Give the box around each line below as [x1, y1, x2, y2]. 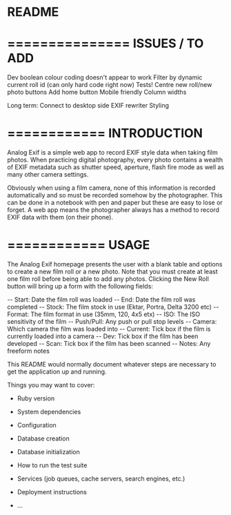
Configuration [17, 421, 57, 429]
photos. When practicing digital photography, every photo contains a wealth [7, 156, 223, 164]
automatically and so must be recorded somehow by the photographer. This [7, 191, 223, 200]
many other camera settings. [7, 171, 89, 179]
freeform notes [7, 347, 50, 355]
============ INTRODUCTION [7, 126, 203, 142]
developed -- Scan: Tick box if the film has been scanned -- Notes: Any [7, 340, 211, 347]
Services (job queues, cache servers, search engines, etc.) [17, 474, 185, 483]
